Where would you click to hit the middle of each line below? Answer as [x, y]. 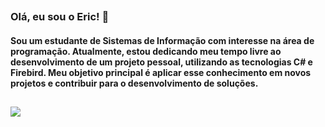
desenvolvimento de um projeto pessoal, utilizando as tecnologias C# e [161, 62]
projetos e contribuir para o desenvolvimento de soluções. [134, 83]
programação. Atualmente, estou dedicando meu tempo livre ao [146, 51]
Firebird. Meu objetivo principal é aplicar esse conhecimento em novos [161, 72]
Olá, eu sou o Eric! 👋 [60, 17]
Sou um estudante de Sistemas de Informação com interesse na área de [162, 40]
